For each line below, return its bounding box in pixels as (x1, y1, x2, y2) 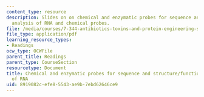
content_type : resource (6, 8, 67, 15)
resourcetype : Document (6, 64, 67, 71)
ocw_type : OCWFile (6, 48, 53, 54)
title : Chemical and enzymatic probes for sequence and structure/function (6, 70, 202, 77)
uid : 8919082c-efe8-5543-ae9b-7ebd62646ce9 (6, 82, 118, 88)
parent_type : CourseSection (6, 59, 78, 65)
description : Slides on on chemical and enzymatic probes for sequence (6, 14, 191, 20)
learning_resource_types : (6, 37, 72, 43)
